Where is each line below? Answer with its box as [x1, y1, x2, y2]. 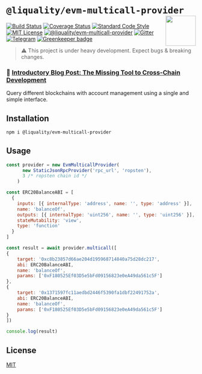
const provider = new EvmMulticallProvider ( [6, 162, 120, 168]
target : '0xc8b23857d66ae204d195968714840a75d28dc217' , [17, 256, 161, 262]
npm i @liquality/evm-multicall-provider [6, 129, 112, 135]
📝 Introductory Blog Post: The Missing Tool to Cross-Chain [6, 68, 180, 76]
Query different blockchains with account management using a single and [6, 90, 189, 97]
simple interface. [6, 96, 48, 103]
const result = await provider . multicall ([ [6, 245, 117, 251]
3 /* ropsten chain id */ [22, 173, 87, 179]
